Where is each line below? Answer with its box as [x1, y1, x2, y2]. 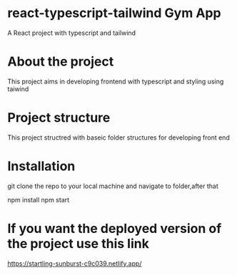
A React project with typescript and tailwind [7, 28, 136, 37]
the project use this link [7, 235, 150, 251]
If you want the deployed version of [7, 220, 222, 237]
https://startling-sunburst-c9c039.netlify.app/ [7, 259, 142, 268]
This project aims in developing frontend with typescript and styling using [7, 77, 224, 85]
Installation [7, 158, 76, 174]
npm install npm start [7, 195, 70, 204]
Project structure [7, 110, 111, 126]
